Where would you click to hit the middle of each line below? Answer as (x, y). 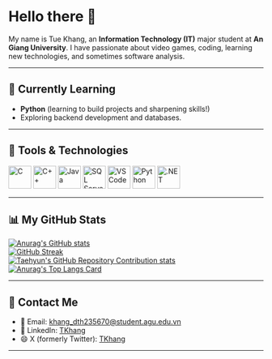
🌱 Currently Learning (62, 90)
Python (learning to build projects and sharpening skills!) (115, 109)
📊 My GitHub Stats (57, 219)
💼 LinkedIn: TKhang (53, 331)
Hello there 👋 (53, 17)
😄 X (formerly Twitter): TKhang (72, 339)
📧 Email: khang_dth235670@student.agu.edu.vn (100, 322)
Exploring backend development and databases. (101, 118)
